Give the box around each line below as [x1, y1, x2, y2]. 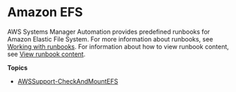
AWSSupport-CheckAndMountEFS [17, 77, 118, 85]
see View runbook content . [7, 50, 86, 58]
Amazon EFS [7, 4, 83, 20]
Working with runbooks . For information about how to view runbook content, [7, 42, 229, 51]
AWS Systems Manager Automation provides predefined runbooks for [7, 27, 210, 36]
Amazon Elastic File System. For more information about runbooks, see [7, 34, 213, 43]
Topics [7, 63, 28, 72]
